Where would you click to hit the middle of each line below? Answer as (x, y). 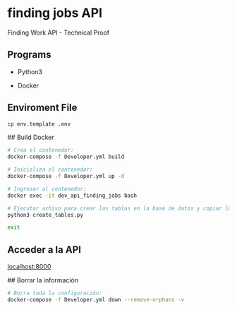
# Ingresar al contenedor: (47, 189)
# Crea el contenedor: (41, 150)
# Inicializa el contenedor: (50, 170)
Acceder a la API (44, 250)
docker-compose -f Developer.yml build (66, 157)
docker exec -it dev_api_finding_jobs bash (72, 196)
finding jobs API (55, 13)
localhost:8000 (29, 267)
